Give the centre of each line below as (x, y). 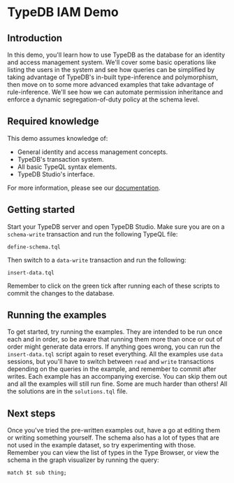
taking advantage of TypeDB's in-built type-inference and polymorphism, (113, 77)
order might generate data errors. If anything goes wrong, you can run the (114, 346)
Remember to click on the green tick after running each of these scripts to (114, 286)
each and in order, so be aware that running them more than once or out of (115, 339)
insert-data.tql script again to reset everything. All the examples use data (115, 354)
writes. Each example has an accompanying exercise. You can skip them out (117, 377)
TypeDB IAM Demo (63, 12)
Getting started (41, 210)
